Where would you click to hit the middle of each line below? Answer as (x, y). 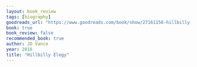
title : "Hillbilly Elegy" (38, 55)
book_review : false (30, 33)
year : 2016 (19, 50)
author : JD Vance (27, 44)
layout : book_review (31, 11)
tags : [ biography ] (28, 17)
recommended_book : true (35, 38)
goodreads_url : (25, 22)
